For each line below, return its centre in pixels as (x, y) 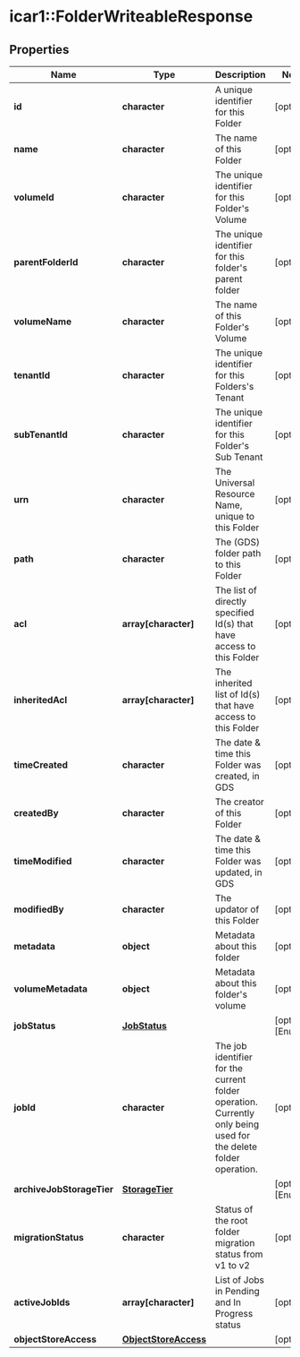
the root (231, 1220)
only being (237, 1124)
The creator (240, 802)
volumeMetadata (50, 989)
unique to (235, 516)
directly (231, 601)
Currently (234, 1113)
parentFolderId (46, 262)
